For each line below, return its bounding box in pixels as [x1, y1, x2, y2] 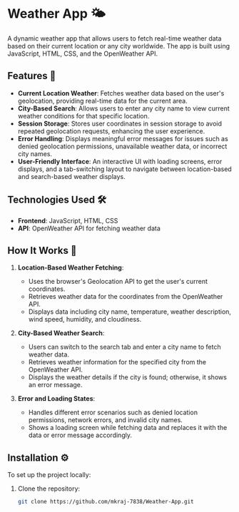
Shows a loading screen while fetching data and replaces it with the [28, 424, 228, 432]
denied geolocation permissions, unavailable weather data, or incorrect [17, 142, 228, 150]
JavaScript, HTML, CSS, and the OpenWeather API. [7, 49, 158, 58]
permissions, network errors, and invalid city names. [28, 416, 183, 424]
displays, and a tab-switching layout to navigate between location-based [17, 165, 232, 173]
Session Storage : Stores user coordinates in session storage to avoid [17, 119, 223, 128]
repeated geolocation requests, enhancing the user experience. [17, 126, 205, 135]
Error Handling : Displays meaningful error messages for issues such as [17, 134, 228, 143]
